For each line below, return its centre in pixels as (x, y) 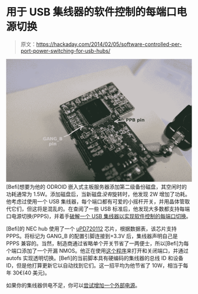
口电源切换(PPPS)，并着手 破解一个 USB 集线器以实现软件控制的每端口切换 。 (99, 216)
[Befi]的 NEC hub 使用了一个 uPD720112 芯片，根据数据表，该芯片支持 (91, 229)
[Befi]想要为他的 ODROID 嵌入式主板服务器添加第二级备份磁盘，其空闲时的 (97, 187)
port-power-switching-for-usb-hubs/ (65, 51)
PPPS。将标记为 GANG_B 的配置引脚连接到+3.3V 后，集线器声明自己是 (92, 236)
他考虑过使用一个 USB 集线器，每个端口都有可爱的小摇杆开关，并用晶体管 (95, 202)
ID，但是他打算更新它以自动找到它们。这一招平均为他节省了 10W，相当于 (95, 266)
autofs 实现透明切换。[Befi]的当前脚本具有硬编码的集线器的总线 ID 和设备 (95, 258)
